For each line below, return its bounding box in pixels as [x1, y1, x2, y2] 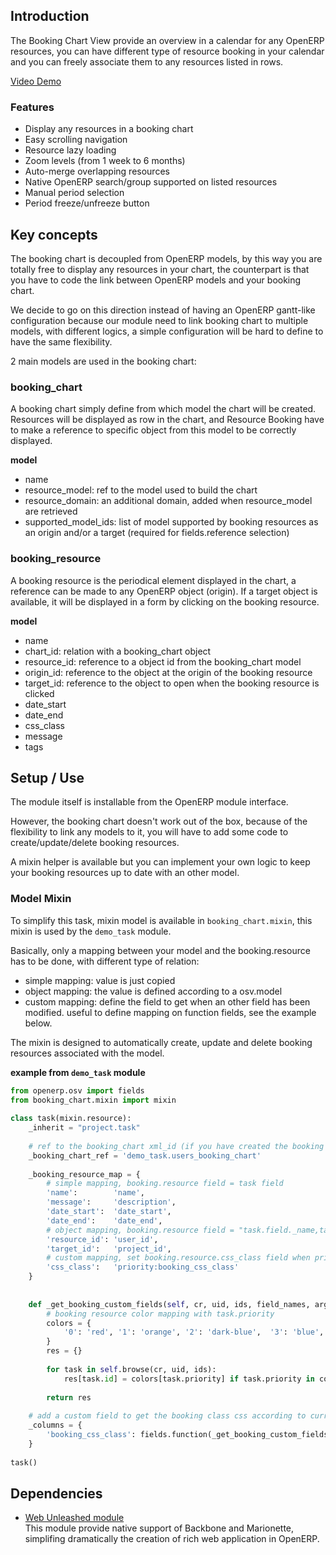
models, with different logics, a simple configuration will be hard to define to [10, 325, 324, 337]
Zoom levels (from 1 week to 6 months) [24, 155, 186, 167]
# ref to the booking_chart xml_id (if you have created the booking [28, 1141, 325, 1151]
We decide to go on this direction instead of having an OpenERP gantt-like [10, 304, 316, 316]
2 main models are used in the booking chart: [10, 355, 197, 367]
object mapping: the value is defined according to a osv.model [24, 985, 283, 997]
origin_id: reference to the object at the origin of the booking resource [24, 666, 313, 678]
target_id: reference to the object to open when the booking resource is [24, 677, 320, 689]
